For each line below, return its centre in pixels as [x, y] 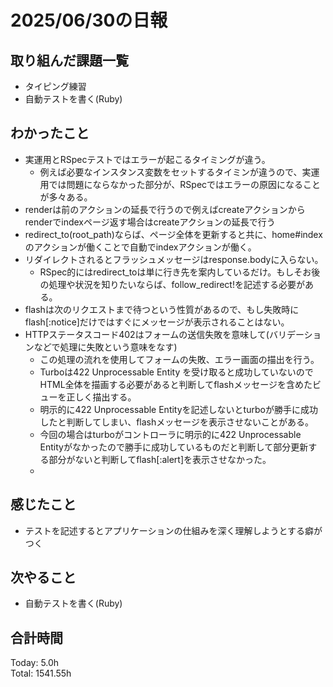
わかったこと [50, 133]
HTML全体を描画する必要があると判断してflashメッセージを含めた [176, 384]
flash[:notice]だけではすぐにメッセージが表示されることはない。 [157, 322]
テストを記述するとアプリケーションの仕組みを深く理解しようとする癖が [173, 530]
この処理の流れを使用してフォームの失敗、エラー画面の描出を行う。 [179, 359]
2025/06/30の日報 [89, 20]
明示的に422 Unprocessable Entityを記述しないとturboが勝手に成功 [178, 409]
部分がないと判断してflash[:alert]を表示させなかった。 [160, 459]
